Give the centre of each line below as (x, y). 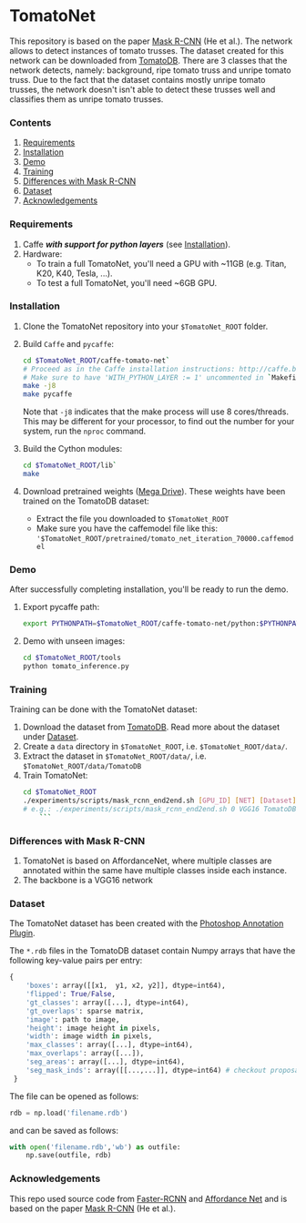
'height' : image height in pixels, (93, 1028)
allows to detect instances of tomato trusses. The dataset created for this (147, 50)
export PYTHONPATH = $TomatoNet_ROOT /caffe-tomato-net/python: (141, 624)
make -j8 (39, 386)
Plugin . (22, 933)
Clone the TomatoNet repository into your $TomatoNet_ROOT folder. (145, 326)
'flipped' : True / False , (71, 994)
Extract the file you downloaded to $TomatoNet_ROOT (133, 518)
